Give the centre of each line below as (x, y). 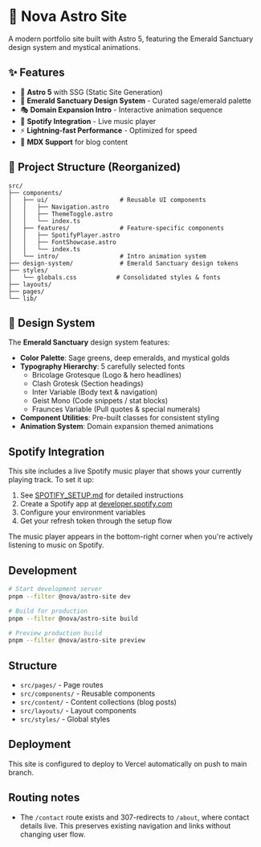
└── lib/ (23, 298)
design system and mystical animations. (74, 47)
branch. (21, 772)
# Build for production (48, 611)
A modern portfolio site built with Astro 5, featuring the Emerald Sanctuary (131, 39)
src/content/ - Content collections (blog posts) (98, 702)
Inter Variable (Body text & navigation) (95, 392)
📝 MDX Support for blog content (74, 142)
